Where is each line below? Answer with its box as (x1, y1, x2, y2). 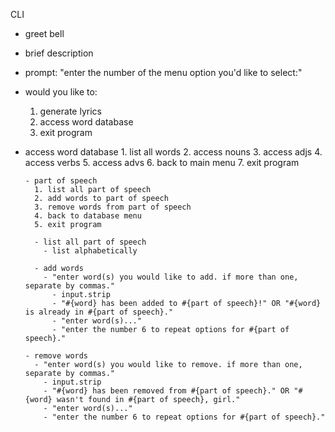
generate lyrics (39, 105, 102, 117)
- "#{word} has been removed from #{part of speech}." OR (43, 386, 290, 396)
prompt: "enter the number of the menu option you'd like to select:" (24, 67, 303, 78)
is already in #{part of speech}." (24, 307, 174, 317)
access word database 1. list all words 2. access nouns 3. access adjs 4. (24, 146, 323, 158)
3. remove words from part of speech (34, 202, 192, 212)
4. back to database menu (34, 211, 142, 221)
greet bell (24, 28, 65, 39)
